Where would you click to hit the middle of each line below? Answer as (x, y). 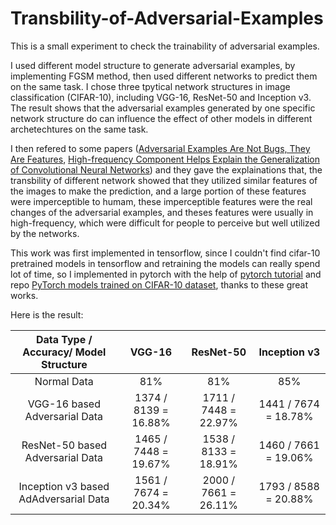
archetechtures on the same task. (79, 129)
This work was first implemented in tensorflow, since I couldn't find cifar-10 (165, 253)
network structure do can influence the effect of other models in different (161, 118)
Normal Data (64, 381)
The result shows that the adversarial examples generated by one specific (163, 108)
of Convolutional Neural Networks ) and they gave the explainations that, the (166, 169)
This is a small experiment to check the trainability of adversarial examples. (165, 46)
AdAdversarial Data (64, 499)
